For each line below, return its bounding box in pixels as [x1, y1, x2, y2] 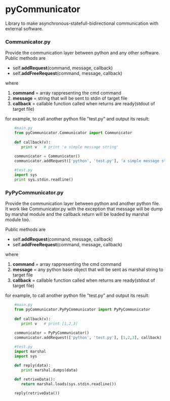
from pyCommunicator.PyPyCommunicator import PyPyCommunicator [14, 307, 151, 312]
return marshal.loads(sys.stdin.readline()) [21, 382, 116, 387]
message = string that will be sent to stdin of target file [12, 95, 127, 102]
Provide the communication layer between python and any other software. [5, 50, 160, 56]
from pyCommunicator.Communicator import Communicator [14, 130, 133, 136]
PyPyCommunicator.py [5, 189, 64, 196]
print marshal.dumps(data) [21, 368, 78, 373]
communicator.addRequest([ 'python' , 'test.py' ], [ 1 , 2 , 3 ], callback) [14, 335, 162, 340]
